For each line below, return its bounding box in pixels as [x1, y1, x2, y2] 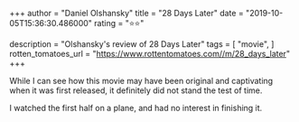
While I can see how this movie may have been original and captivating [9, 76, 274, 86]
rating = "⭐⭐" [94, 18, 145, 28]
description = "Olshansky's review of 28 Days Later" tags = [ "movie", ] [9, 39, 275, 49]
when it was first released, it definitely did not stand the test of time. [9, 85, 263, 96]
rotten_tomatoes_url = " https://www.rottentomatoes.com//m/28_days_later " [9, 49, 291, 59]
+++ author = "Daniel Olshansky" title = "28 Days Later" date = [9, 8, 244, 18]
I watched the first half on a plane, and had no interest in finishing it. [9, 103, 263, 113]
